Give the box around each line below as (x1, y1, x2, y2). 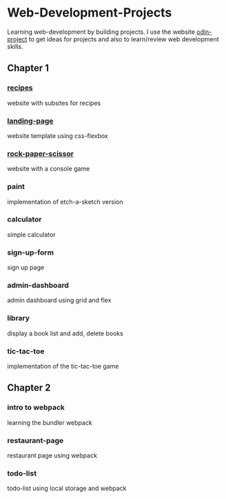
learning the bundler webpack (7, 418, 93, 427)
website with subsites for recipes (7, 99, 101, 107)
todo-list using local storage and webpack (7, 485, 127, 493)
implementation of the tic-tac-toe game (7, 362, 119, 370)
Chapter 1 (7, 62, 50, 74)
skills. (7, 42, 23, 50)
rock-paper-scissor (7, 148, 74, 158)
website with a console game (7, 164, 90, 173)
